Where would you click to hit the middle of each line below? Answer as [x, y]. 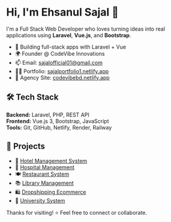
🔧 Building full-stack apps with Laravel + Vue [70, 47]
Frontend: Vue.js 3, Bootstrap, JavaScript [58, 121]
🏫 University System [40, 200]
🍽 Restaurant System [42, 174]
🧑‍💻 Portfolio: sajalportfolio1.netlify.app [62, 71]
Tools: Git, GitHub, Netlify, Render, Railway [59, 127]
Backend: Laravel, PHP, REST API [48, 115]
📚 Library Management [44, 183]
